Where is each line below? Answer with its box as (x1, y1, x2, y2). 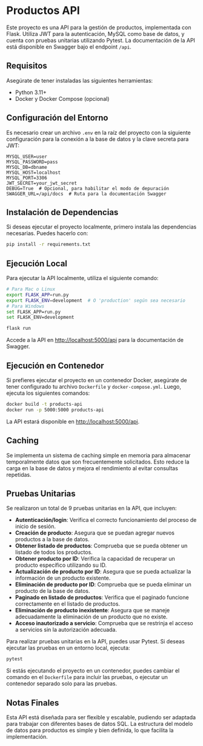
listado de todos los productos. (15, 549, 93, 556)
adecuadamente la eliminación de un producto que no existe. (15, 613, 168, 620)
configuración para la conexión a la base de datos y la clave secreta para (6, 135, 189, 143)
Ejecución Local (6, 258, 68, 269)
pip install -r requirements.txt (6, 241, 91, 248)
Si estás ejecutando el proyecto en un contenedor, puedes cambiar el (6, 667, 180, 674)
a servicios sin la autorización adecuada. (15, 626, 117, 634)
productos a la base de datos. (15, 536, 90, 543)
